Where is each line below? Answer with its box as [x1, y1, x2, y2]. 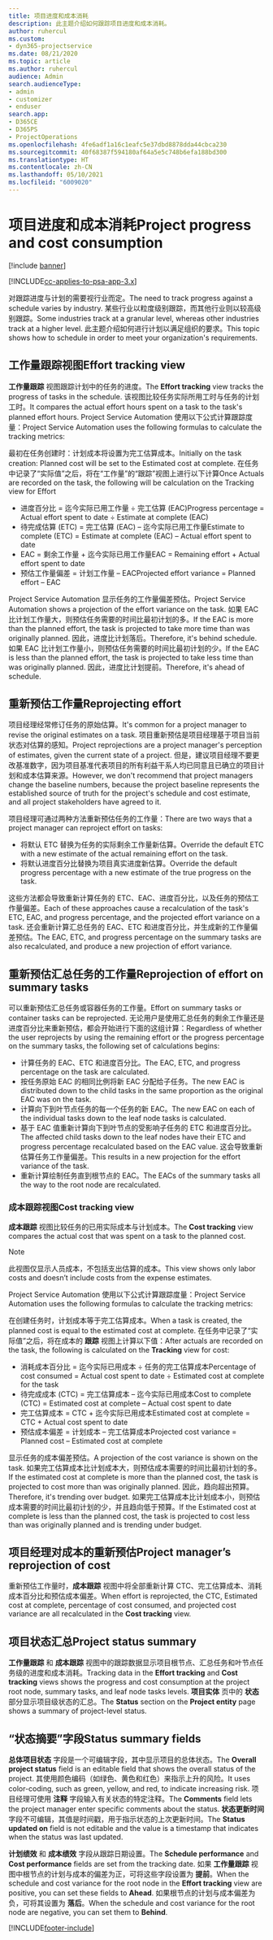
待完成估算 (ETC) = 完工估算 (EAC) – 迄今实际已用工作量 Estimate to [19, 521, 245, 531]
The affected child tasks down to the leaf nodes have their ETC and [19, 1132, 246, 1142]
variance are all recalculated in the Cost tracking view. [8, 1609, 192, 1619]
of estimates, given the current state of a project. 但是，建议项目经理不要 [8, 750, 253, 761]
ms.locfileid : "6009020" [8, 178, 93, 187]
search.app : [8, 111, 49, 119]
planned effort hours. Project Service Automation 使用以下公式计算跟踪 [8, 412, 246, 421]
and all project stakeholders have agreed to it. [8, 797, 162, 807]
